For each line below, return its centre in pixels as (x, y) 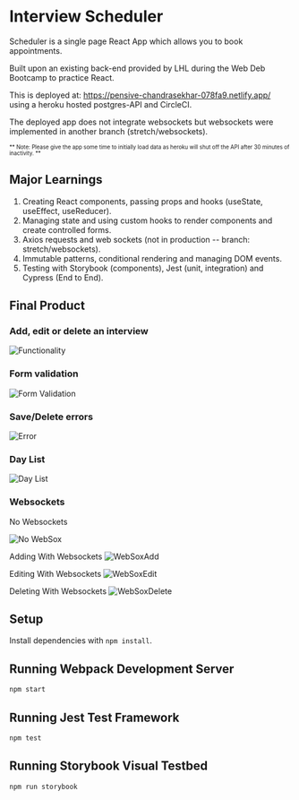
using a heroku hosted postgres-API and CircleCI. (101, 104)
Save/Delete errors (51, 417)
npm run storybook (43, 787)
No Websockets (38, 521)
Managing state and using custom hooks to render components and (147, 220)
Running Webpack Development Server (122, 669)
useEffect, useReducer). (67, 211)
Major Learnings (56, 180)
